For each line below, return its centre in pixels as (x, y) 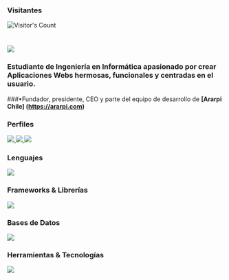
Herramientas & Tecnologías (56, 255)
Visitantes (25, 10)
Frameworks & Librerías (47, 190)
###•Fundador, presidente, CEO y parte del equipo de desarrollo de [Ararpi (115, 99)
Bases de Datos (34, 222)
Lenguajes (25, 158)
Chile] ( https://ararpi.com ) (46, 106)
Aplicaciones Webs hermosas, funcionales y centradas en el (110, 76)
